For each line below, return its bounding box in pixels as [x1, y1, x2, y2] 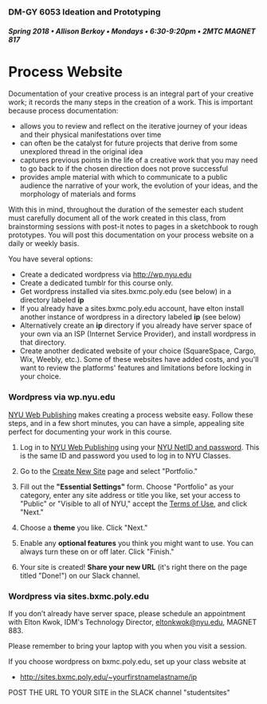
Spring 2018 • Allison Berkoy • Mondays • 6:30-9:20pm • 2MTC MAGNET [8, 26, 257, 36]
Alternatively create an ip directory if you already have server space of [19, 320, 253, 330]
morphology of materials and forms [19, 189, 136, 199]
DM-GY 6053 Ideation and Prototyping [8, 6, 161, 18]
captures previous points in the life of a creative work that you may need [19, 155, 258, 165]
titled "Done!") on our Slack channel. [19, 571, 141, 580]
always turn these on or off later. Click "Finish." [19, 547, 175, 556]
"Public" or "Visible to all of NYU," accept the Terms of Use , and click [19, 499, 248, 508]
